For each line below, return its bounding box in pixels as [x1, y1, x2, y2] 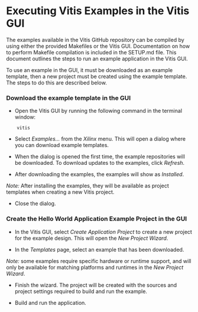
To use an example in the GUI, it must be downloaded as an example [6, 66, 173, 73]
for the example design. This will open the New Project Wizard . [14, 235, 168, 242]
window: [14, 113, 36, 121]
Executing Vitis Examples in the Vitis [6, 4, 190, 18]
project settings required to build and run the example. [14, 288, 148, 295]
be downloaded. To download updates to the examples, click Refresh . [14, 160, 185, 167]
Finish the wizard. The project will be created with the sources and [14, 281, 177, 288]
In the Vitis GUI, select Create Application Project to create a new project [14, 228, 192, 235]
